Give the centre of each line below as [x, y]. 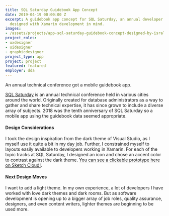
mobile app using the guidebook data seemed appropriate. [66, 116]
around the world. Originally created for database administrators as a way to [84, 100]
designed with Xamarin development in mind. [57, 24]
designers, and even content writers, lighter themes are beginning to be [79, 204]
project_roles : [21, 38]
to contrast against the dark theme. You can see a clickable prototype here [82, 160]
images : [13, 29]
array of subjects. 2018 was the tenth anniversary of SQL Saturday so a [79, 111]
